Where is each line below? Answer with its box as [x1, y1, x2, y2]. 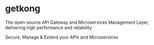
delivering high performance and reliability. [5, 24, 93, 30]
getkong [5, 3, 41, 14]
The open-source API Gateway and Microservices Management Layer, [5, 19, 149, 25]
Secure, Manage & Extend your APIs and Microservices [5, 34, 118, 40]
